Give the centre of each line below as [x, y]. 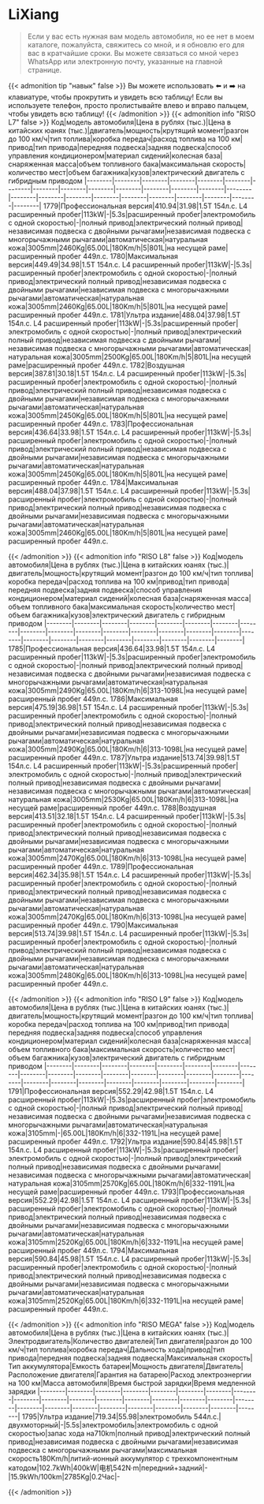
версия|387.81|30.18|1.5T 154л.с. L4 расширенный [91, 373]
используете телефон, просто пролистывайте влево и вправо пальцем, [128, 105]
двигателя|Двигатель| [206, 1366]
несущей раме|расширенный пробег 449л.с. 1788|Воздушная [112, 808]
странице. [44, 69]
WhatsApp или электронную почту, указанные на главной [125, 62]
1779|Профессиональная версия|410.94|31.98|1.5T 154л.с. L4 [145, 206]
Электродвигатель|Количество [61, 1341]
